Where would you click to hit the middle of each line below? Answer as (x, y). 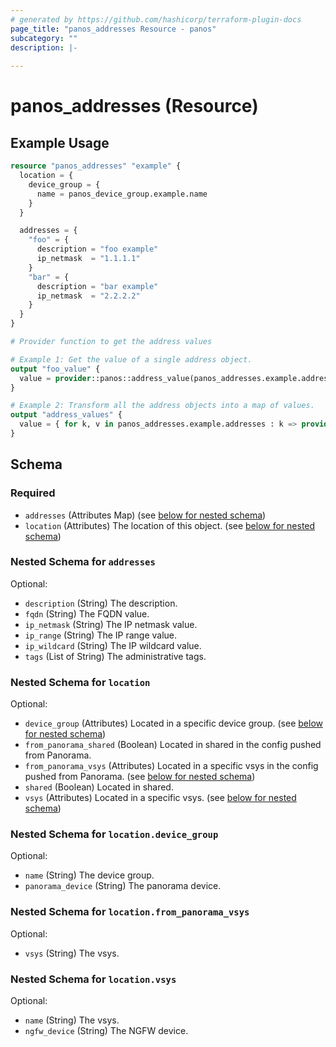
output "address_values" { (66, 415)
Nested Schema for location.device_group (114, 834)
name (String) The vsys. (72, 1020)
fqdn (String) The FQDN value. (87, 613)
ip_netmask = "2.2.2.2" (88, 296)
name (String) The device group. (89, 875)
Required (33, 493)
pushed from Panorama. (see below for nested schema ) (140, 777)
